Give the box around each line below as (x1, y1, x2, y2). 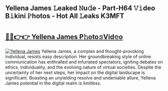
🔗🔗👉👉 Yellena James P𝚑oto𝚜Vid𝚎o (5, 32, 123, 41)
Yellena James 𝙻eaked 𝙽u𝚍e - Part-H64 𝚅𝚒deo (5, 4, 155, 12)
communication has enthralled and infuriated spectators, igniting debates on (5, 59, 163, 64)
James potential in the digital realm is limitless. (5, 80, 101, 86)
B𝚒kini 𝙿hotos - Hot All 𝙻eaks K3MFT (5, 12, 124, 20)
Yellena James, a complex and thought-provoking (41, 48, 144, 54)
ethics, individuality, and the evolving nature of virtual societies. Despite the (5, 64, 161, 70)
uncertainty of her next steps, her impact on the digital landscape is (5, 69, 145, 75)
